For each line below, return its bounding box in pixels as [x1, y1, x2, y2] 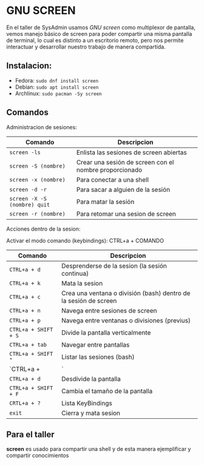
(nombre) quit [9, 201, 50, 208]
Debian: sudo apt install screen [15, 83, 99, 90]
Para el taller [6, 429, 55, 440]
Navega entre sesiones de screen [61, 306, 157, 314]
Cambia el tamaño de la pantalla [61, 387, 153, 395]
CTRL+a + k [9, 280, 41, 287]
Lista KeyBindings [61, 399, 112, 407]
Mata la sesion [61, 279, 103, 287]
